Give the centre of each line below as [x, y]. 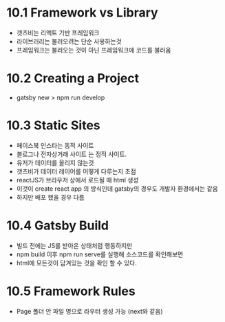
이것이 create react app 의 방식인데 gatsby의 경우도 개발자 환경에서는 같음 [117, 189]
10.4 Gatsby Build [58, 225]
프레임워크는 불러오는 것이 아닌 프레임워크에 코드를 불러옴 [94, 50]
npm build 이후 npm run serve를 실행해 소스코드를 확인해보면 [100, 254]
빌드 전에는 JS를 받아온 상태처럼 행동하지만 [74, 245]
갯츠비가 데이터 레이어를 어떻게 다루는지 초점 [76, 171]
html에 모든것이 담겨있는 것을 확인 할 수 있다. [76, 263]
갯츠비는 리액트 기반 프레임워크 [58, 32]
